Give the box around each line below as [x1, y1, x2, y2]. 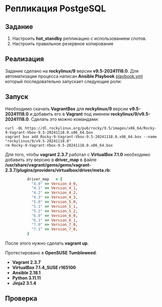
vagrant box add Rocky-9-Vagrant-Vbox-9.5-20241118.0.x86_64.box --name [5, 134, 157, 139]
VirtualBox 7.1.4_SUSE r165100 [12, 265, 76, 270]
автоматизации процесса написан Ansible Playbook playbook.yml [5, 73, 143, 79]
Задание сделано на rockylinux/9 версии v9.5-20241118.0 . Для [5, 68, 139, 74]
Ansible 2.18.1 [12, 270, 41, 276]
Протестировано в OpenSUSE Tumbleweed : [5, 250, 97, 255]
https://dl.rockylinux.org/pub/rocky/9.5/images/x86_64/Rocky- [25, 126, 157, 131]
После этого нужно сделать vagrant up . [5, 240, 89, 246]
